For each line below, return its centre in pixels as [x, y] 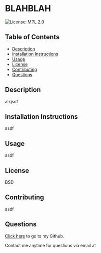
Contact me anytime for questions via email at [50, 245]
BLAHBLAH [28, 8]
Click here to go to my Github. [35, 236]
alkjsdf [12, 101]
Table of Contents [32, 37]
